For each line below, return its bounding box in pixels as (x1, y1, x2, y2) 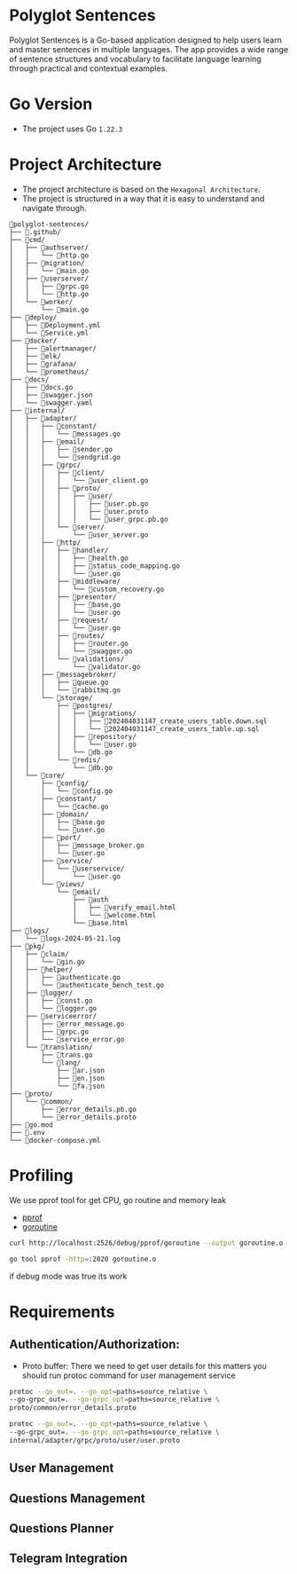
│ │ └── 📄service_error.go (9, 1035, 125, 1043)
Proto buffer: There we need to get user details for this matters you (21, 1360, 268, 1371)
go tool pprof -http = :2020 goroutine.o (9, 1255, 157, 1263)
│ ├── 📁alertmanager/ (9, 343, 98, 353)
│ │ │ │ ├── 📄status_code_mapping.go (9, 561, 180, 571)
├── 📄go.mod (9, 1120, 53, 1129)
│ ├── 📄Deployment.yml (9, 320, 101, 329)
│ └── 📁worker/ (9, 297, 74, 306)
